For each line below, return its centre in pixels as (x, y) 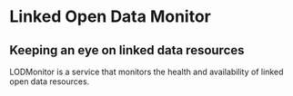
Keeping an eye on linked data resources (127, 50)
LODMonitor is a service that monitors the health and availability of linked (146, 72)
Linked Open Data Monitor (110, 17)
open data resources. (50, 82)
